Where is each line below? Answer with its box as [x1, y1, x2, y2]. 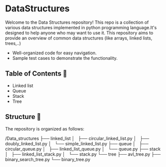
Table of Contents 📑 [5, 70, 67, 78]
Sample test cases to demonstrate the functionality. [12, 55, 118, 61]
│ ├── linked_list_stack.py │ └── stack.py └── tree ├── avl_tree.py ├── [5, 151, 161, 157]
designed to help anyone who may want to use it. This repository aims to [5, 30, 154, 36]
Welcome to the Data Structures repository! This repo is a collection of [5, 19, 149, 25]
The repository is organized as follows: [5, 125, 85, 131]
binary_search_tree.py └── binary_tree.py [5, 156, 91, 162]
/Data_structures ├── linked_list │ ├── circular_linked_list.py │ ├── [5, 135, 150, 141]
